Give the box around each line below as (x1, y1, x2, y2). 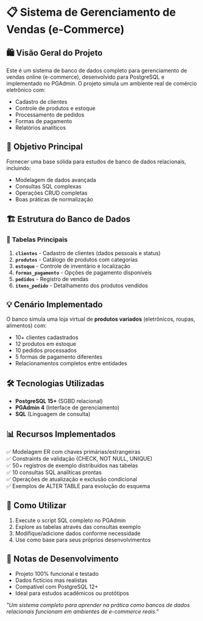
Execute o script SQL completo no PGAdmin (15, 517, 126, 524)
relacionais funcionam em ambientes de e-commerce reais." (6, 608, 159, 615)
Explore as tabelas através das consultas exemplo (15, 523, 141, 530)
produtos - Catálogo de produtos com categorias (15, 256, 138, 263)
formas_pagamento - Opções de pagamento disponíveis (15, 268, 152, 276)
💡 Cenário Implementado (6, 299, 103, 309)
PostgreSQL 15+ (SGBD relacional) (15, 398, 103, 405)
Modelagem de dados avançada (15, 176, 96, 184)
